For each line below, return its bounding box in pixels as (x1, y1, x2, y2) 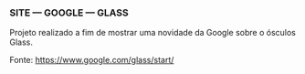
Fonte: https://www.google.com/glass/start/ (9, 55, 174, 66)
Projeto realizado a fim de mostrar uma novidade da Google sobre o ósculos (9, 27, 297, 38)
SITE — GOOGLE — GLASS (9, 6, 130, 19)
